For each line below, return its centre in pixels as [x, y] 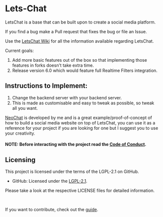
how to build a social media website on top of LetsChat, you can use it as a [80, 122]
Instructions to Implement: [46, 86]
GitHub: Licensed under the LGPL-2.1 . [50, 181]
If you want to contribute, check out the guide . [52, 210]
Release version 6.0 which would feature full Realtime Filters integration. [85, 70]
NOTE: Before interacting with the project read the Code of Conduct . [76, 145]
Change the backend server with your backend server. [67, 97]
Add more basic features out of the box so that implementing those [80, 60]
